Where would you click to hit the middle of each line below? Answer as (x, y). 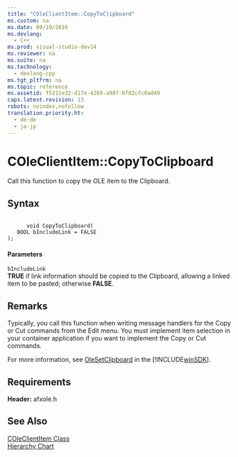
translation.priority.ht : (45, 113)
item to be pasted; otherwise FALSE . (61, 284)
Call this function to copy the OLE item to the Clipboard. (89, 181)
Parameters (25, 254)
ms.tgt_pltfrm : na (34, 80)
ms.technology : (30, 67)
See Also (27, 421)
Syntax (23, 203)
